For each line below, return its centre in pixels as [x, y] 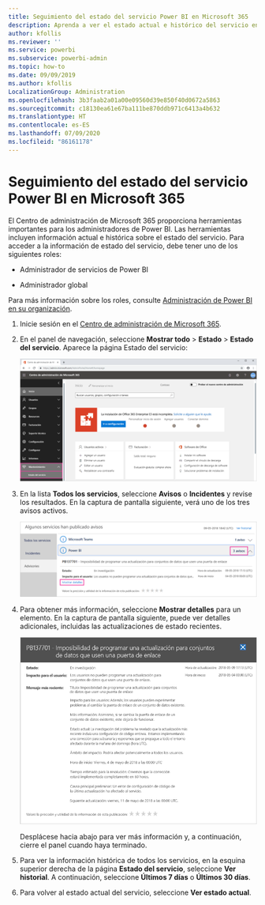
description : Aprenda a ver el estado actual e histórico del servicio [128, 25]
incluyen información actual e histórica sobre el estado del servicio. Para [126, 237]
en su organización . [40, 308]
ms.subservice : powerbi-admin [58, 58]
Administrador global [54, 285]
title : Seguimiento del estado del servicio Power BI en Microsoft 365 [128, 17]
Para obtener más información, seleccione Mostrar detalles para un [130, 609]
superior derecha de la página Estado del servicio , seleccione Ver [128, 869]
